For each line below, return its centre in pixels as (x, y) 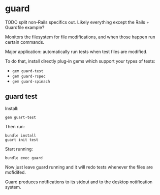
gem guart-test (21, 117)
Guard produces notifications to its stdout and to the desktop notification (79, 182)
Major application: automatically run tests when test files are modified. (76, 52)
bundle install (21, 136)
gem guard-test (28, 71)
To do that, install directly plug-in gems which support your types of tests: (80, 61)
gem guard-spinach (31, 82)
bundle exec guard (24, 158)
